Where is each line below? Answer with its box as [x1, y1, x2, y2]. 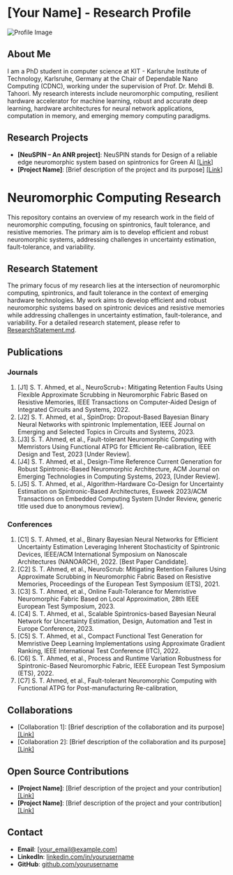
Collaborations [7, 704, 73, 716]
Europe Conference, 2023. [17, 625, 94, 633]
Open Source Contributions [7, 765, 129, 777]
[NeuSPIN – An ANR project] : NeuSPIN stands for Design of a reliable [17, 150, 218, 159]
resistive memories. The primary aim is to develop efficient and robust [7, 227, 209, 236]
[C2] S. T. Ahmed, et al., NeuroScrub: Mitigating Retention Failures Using [17, 565, 227, 574]
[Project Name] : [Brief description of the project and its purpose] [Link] [17, 165, 223, 173]
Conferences [7, 519, 52, 529]
